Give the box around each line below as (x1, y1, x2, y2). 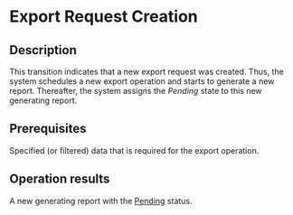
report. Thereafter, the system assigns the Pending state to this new (9, 86, 262, 96)
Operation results (9, 172, 110, 187)
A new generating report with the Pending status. (9, 195, 193, 206)
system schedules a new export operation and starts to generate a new (9, 76, 275, 87)
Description (9, 42, 77, 58)
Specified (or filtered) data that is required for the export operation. (9, 145, 260, 155)
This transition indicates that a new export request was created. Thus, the (9, 66, 285, 77)
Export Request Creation (9, 6, 199, 27)
